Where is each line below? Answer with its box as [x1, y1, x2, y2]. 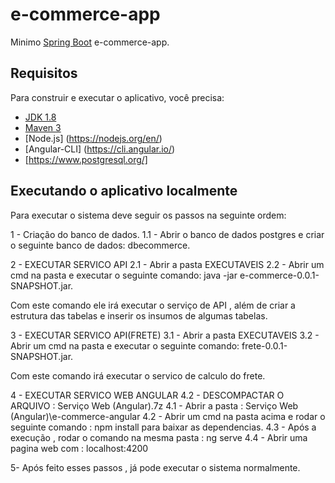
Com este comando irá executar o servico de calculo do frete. [10, 369, 266, 382]
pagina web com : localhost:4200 [10, 442, 149, 454]
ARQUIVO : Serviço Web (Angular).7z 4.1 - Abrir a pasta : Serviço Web [10, 399, 299, 412]
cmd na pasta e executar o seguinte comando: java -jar [10, 269, 238, 281]
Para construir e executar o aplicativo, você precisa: [10, 91, 225, 103]
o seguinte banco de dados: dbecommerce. [10, 239, 191, 251]
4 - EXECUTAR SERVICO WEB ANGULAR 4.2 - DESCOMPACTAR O [10, 389, 285, 401]
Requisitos [10, 65, 78, 82]
